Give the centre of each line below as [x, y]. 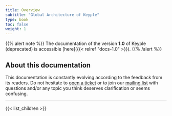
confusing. [17, 94]
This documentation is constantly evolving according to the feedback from [84, 77]
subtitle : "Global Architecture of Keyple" [52, 15]
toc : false [17, 24]
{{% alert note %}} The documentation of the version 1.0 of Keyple [76, 43]
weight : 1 [16, 29]
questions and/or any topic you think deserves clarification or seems [78, 88]
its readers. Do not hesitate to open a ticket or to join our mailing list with [82, 83]
